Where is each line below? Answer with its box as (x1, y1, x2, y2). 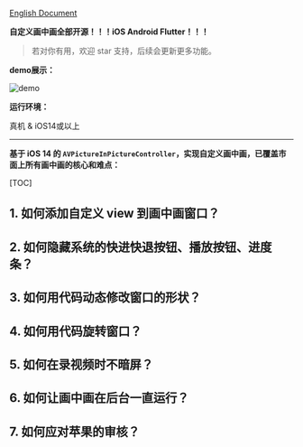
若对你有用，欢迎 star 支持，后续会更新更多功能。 (31, 45, 216, 56)
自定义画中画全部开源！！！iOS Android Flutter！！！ (9, 26, 209, 37)
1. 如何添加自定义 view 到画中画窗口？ (9, 206, 220, 221)
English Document (9, 8, 78, 18)
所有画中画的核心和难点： (24, 160, 120, 170)
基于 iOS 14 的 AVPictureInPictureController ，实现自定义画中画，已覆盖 (9, 148, 279, 159)
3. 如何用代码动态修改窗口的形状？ (9, 290, 201, 305)
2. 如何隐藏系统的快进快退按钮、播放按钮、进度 (9, 239, 272, 255)
